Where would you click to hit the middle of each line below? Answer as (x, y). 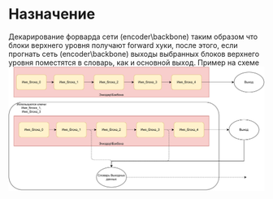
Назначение (52, 14)
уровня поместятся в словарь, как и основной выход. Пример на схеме (134, 63)
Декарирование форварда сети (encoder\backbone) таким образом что (133, 37)
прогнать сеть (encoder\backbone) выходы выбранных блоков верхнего (134, 54)
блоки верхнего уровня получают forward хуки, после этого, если (123, 45)
